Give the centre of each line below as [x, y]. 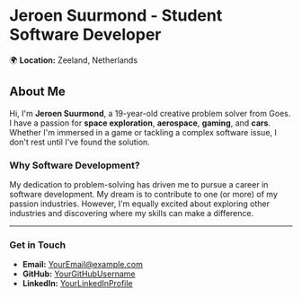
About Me [37, 92]
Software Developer [85, 35]
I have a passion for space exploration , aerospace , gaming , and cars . [140, 123]
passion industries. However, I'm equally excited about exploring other [140, 204]
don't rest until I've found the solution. [80, 142]
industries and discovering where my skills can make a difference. [132, 214]
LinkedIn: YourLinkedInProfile [77, 284]
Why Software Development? [75, 165]
